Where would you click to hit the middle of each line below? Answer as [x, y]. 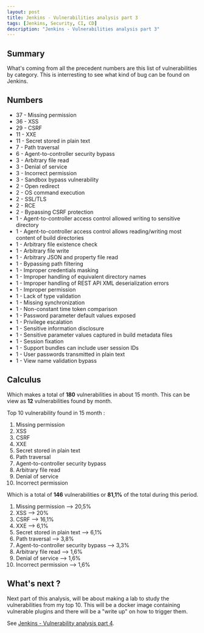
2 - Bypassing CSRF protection [55, 212]
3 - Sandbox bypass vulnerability [57, 180]
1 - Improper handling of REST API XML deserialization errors [92, 283]
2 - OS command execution [50, 192]
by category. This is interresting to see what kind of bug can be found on [98, 75]
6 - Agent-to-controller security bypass [65, 153]
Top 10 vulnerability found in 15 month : [56, 413]
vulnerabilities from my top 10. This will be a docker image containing [93, 605]
